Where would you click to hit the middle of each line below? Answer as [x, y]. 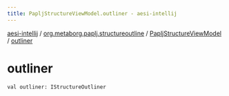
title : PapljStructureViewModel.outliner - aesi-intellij [92, 13]
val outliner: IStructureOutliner [57, 87]
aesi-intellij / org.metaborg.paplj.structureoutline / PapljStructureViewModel [114, 33]
